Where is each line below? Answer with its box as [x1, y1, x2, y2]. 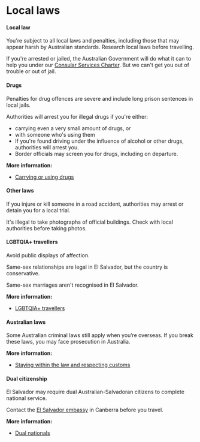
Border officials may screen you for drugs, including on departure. [14, 150, 178, 157]
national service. [6, 395, 47, 402]
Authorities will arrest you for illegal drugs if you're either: [6, 113, 149, 120]
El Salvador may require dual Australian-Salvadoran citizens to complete [6, 388, 184, 396]
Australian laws [6, 318, 46, 326]
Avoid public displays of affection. [6, 252, 90, 258]
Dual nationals [14, 429, 50, 437]
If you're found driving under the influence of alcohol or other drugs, [14, 137, 184, 145]
